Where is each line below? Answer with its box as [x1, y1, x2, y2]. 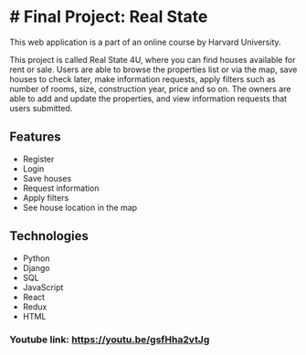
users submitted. [9, 102, 73, 113]
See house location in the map [22, 202, 138, 213]
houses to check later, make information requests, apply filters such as [9, 73, 276, 84]
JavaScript [22, 281, 64, 293]
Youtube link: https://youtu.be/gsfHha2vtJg [9, 333, 210, 346]
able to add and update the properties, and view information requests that [9, 93, 288, 104]
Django [22, 262, 50, 273]
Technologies [9, 228, 90, 244]
